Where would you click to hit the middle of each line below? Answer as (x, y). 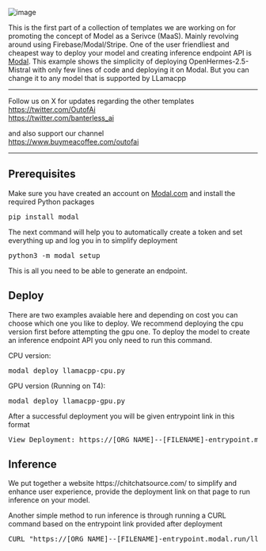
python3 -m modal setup (54, 255)
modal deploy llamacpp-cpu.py (67, 370)
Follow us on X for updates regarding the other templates (101, 101)
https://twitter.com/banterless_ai (61, 118)
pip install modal (44, 217)
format (19, 424)
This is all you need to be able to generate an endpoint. (98, 271)
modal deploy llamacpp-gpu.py (67, 401)
